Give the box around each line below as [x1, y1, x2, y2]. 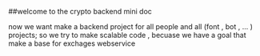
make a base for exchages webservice [8, 39, 136, 48]
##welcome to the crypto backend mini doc [8, 7, 152, 16]
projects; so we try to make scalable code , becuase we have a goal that [8, 31, 246, 39]
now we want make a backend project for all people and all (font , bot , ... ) [8, 22, 254, 31]
